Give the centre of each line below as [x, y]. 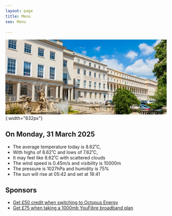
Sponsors [21, 190]
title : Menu [18, 16]
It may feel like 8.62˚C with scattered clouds [59, 157]
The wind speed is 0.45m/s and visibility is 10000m [67, 163]
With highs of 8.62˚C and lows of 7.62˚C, [55, 152]
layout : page [19, 11]
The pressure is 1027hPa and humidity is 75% [61, 168]
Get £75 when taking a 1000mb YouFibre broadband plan [73, 208]
